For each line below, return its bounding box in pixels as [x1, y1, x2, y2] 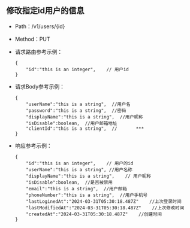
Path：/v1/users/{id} [14, 23, 65, 30]
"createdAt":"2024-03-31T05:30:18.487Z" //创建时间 [26, 211, 162, 217]
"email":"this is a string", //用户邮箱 [26, 186, 127, 191]
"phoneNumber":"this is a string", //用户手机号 [26, 192, 148, 198]
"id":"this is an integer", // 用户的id [26, 160, 134, 166]
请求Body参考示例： [14, 83, 65, 90]
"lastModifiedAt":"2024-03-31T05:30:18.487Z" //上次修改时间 [26, 205, 185, 211]
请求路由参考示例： [14, 48, 63, 55]
